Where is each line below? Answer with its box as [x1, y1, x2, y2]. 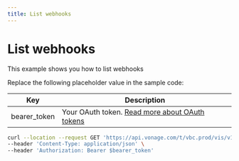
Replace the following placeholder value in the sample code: [7, 78, 184, 87]
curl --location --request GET [7, 134, 100, 141]
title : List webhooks [7, 10, 72, 18]
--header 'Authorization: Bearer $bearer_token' [7, 147, 154, 155]
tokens [61, 116, 85, 126]
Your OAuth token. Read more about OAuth [61, 107, 205, 117]
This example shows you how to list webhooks [7, 65, 144, 73]
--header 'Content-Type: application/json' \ [7, 140, 144, 148]
